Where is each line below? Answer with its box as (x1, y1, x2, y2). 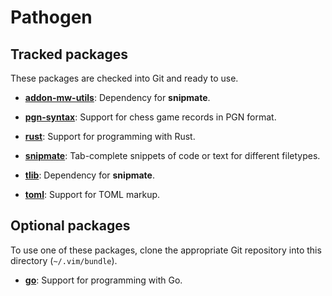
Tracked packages (10, 46, 128, 63)
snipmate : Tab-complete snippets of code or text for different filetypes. (24, 150, 321, 161)
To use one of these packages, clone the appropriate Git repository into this (10, 244, 322, 256)
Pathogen (10, 6, 93, 29)
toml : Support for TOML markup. (24, 189, 161, 200)
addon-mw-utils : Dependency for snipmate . (24, 92, 211, 103)
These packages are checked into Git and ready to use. (10, 72, 239, 84)
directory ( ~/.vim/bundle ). (10, 254, 118, 266)
